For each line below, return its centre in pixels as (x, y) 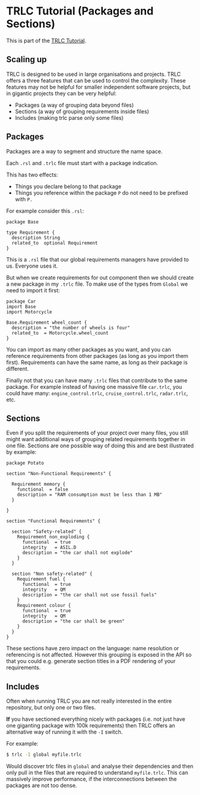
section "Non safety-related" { (52, 574)
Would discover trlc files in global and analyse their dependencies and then (100, 766)
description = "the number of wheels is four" (71, 328)
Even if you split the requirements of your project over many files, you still (97, 433)
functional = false (43, 489)
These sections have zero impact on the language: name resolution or (92, 649)
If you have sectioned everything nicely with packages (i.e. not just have (96, 719)
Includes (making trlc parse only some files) (69, 118)
